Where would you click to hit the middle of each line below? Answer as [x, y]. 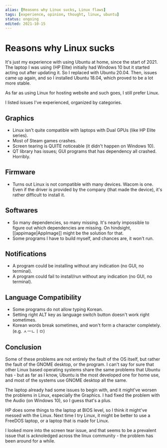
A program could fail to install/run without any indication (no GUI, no [82, 276]
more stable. [18, 83]
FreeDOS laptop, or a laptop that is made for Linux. [57, 421]
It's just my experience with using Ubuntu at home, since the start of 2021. [82, 62]
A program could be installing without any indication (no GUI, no [78, 266]
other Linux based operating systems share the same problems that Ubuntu [83, 370]
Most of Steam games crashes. [44, 141]
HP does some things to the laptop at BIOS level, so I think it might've [76, 410]
